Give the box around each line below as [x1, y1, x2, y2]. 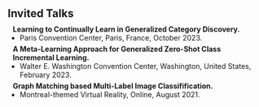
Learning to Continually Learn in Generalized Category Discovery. [12, 24, 240, 34]
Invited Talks [7, 6, 74, 20]
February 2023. [19, 70, 72, 79]
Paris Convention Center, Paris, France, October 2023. [19, 33, 203, 42]
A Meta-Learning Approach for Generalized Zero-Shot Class [12, 45, 222, 53]
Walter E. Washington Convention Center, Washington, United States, [19, 62, 252, 71]
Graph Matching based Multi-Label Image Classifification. [12, 81, 213, 91]
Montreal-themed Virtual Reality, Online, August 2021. [19, 90, 200, 99]
